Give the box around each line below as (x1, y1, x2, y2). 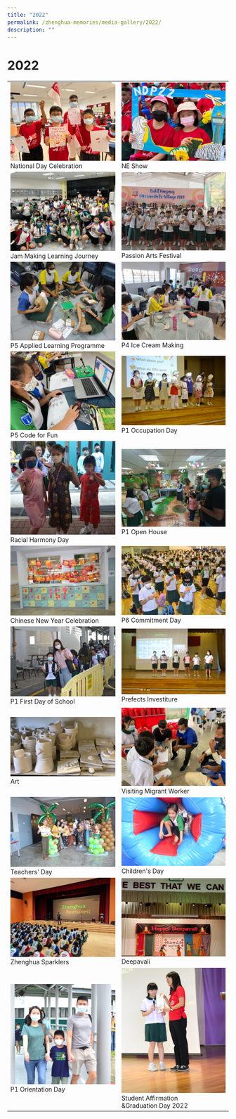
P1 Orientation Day (10, 1085, 65, 1093)
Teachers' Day (10, 867, 53, 876)
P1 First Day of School (10, 697, 75, 706)
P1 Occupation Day (121, 426, 178, 435)
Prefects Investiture (121, 695, 178, 704)
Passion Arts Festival (121, 251, 182, 259)
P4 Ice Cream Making (121, 341, 184, 349)
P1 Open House (121, 528, 167, 536)
